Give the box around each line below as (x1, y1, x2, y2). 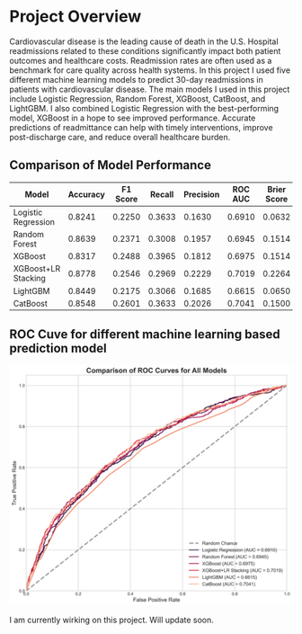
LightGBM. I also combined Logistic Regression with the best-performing (9, 103, 280, 113)
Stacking (13, 272, 47, 284)
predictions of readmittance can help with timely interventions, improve (9, 121, 273, 132)
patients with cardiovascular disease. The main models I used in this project (9, 84, 290, 94)
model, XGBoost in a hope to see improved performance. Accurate (9, 112, 256, 123)
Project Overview (9, 6, 142, 27)
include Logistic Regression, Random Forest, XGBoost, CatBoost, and (9, 93, 266, 104)
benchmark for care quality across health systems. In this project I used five (9, 65, 290, 76)
